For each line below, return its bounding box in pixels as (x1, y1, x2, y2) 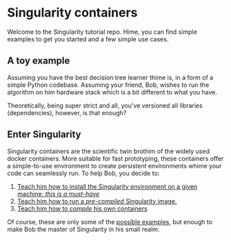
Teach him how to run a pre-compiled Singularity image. (17, 197, 177, 205)
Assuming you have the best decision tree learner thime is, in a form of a (7, 73, 214, 81)
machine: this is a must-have (17, 190, 100, 198)
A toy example (7, 55, 70, 67)
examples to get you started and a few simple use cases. (7, 34, 169, 43)
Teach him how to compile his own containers (17, 204, 148, 212)
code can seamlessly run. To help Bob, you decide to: (7, 169, 160, 177)
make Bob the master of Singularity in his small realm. (7, 225, 160, 233)
